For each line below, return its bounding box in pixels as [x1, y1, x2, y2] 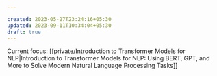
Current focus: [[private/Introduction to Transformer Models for [7, 47, 186, 55]
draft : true [7, 28, 41, 35]
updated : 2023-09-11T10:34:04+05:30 [7, 22, 112, 29]
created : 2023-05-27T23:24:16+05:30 [7, 16, 112, 22]
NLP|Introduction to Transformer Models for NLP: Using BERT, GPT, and [7, 54, 210, 62]
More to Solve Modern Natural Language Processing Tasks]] [7, 62, 178, 70]
